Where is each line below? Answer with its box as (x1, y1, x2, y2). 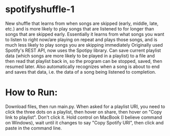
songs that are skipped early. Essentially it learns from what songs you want (5, 31, 164, 37)
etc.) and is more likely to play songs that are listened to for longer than (5, 25, 154, 31)
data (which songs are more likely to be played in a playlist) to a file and (5, 52, 155, 59)
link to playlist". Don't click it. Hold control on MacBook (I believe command (5, 114, 162, 120)
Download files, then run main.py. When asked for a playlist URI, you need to (5, 103, 165, 110)
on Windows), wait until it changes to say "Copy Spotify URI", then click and (5, 119, 164, 125)
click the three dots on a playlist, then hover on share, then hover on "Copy (5, 109, 162, 115)
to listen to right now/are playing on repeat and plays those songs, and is (5, 37, 157, 43)
